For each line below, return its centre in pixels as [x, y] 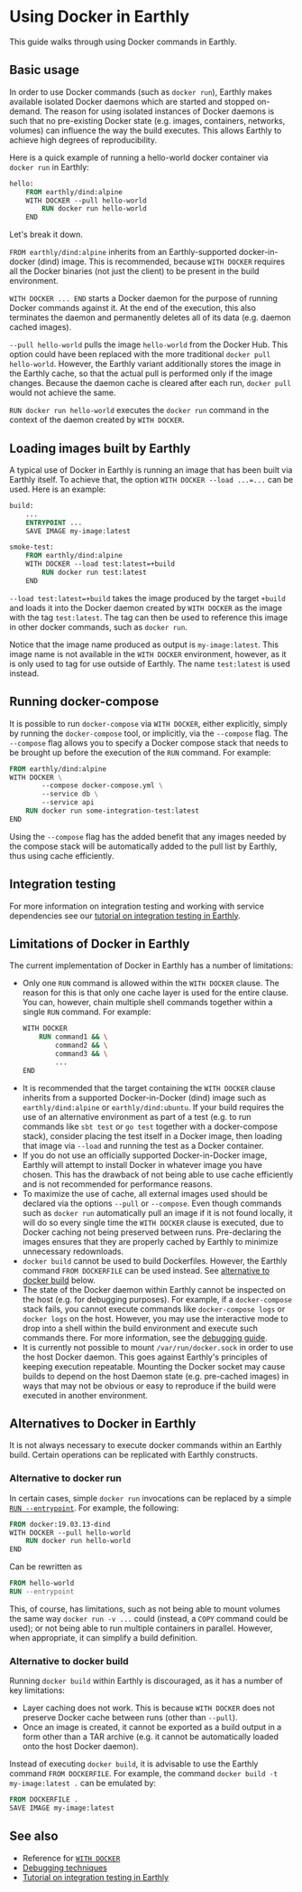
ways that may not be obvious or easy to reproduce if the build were [149, 1386]
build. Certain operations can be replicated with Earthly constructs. [134, 1455]
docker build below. [59, 1280]
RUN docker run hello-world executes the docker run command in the [139, 410]
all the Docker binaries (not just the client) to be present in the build [134, 271]
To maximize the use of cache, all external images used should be [145, 1193]
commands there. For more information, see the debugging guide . [145, 1337]
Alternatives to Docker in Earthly [103, 1424]
